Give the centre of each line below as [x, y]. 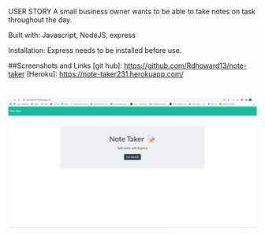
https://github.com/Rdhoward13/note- [185, 66]
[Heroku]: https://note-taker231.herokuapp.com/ [105, 74]
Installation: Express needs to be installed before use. [95, 50]
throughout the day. [40, 20]
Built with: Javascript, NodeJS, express [72, 35]
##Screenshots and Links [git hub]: [65, 66]
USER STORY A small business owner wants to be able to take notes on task [132, 11]
